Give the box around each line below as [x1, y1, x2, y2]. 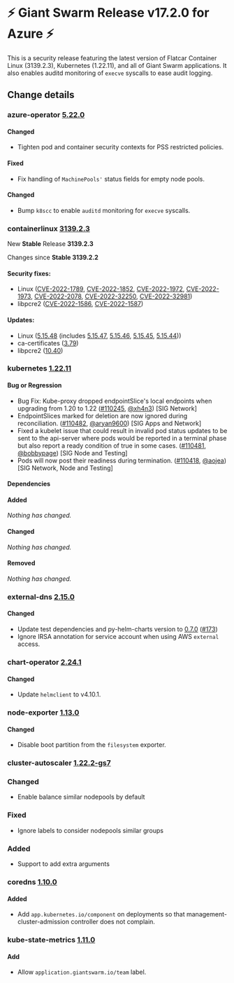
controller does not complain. [71, 918, 156, 926]
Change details [7, 89, 75, 101]
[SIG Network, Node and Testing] [17, 463, 113, 472]
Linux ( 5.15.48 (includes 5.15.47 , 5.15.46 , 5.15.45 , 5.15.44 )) [17, 331, 182, 340]
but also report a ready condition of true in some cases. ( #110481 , [17, 441, 207, 450]
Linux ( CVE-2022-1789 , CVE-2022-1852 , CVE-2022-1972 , [17, 284, 185, 294]
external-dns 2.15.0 [7, 592, 75, 602]
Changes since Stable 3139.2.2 [7, 253, 99, 262]
